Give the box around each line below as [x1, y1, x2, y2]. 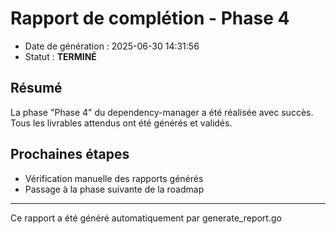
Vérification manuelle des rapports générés [24, 172, 204, 184]
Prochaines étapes [10, 146, 130, 163]
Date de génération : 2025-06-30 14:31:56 [24, 40, 200, 52]
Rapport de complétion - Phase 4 [10, 7, 290, 30]
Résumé [10, 80, 63, 97]
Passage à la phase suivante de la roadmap [24, 183, 205, 195]
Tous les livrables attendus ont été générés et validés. [10, 117, 233, 129]
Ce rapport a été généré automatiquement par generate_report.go [10, 212, 282, 224]
